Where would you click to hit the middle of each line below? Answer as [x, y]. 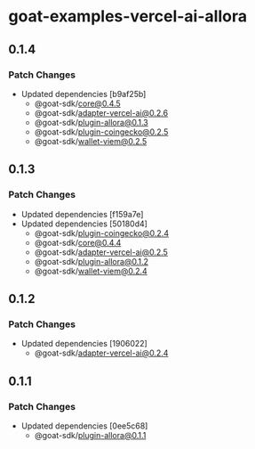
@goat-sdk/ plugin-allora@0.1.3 [91, 122]
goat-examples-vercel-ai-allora [128, 16]
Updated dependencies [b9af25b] [84, 94]
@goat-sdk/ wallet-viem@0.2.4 [91, 271]
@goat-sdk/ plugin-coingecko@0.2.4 [102, 233]
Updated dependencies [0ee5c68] [84, 426]
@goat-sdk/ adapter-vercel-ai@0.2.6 [101, 112]
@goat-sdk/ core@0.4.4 [78, 242]
